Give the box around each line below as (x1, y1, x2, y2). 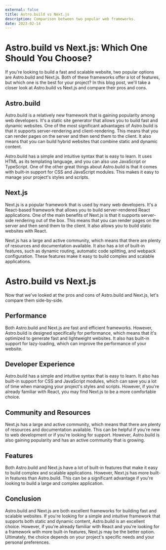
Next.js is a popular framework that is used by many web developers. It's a (5, 201, 157, 207)
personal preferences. (5, 539, 50, 545)
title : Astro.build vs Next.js (5, 12, 70, 17)
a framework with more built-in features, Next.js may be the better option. (5, 529, 155, 535)
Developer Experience (5, 360, 75, 368)
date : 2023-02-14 (5, 21, 41, 26)
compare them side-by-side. (5, 297, 63, 303)
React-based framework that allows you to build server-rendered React (5, 207, 150, 213)
